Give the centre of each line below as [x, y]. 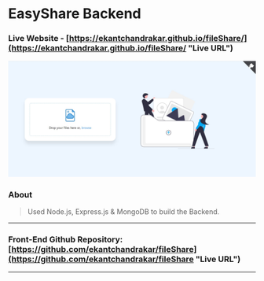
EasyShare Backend [75, 14]
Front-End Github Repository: [66, 239]
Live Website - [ [39, 39]
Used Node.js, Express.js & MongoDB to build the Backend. [123, 212]
